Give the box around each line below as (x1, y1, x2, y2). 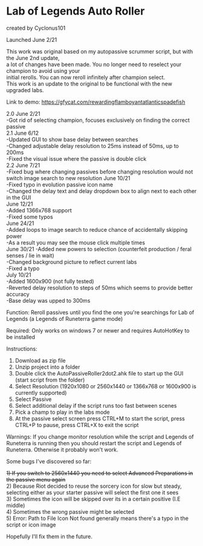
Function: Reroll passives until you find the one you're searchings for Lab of (6, 308, 195, 316)
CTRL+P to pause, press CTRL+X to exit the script (14, 421, 139, 428)
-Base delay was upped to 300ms (6, 297, 91, 304)
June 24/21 (6, 220, 34, 227)
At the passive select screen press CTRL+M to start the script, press (14, 414, 185, 422)
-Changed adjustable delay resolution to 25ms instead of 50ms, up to (6, 142, 179, 149)
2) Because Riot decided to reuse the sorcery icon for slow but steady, (6, 482, 182, 490)
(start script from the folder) (14, 376, 85, 383)
